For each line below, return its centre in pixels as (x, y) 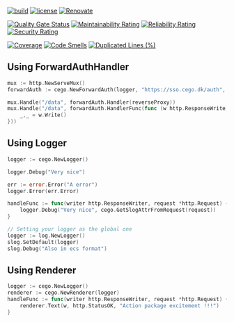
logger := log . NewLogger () (46, 236)
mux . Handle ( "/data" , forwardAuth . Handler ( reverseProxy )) (92, 102)
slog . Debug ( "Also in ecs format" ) (57, 248)
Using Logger (37, 143)
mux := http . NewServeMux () (46, 83)
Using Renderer (42, 270)
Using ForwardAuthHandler (68, 67)
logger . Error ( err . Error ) (43, 191)
